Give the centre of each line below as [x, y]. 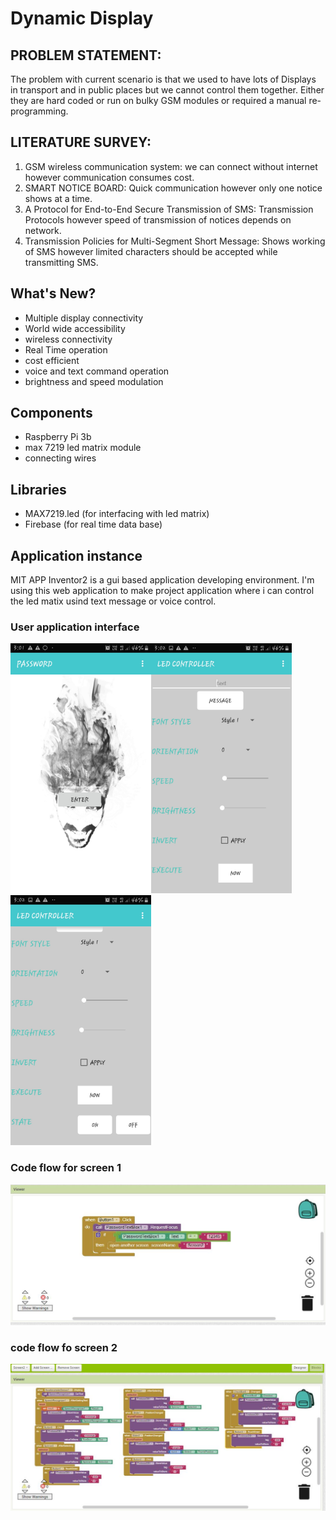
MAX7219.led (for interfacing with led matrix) [117, 514]
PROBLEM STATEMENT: [86, 55]
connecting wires [60, 458]
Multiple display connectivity [84, 318]
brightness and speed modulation [94, 381]
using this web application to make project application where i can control [162, 591]
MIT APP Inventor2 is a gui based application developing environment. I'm [162, 580]
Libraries [38, 489]
